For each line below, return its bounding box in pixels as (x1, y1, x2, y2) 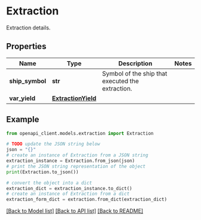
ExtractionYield (51, 94, 97, 103)
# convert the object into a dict (6, 180, 93, 186)
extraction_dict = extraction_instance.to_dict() (6, 185, 133, 191)
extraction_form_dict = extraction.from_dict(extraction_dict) (6, 197, 167, 203)
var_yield (9, 94, 36, 103)
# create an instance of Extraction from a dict (6, 191, 130, 197)
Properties (6, 41, 47, 52)
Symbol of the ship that (102, 69, 167, 77)
